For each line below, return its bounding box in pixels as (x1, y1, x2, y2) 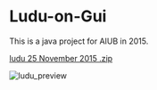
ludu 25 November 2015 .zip (9, 53, 113, 63)
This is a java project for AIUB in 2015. (9, 36, 149, 46)
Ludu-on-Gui (9, 6, 107, 27)
